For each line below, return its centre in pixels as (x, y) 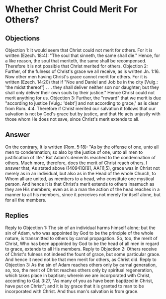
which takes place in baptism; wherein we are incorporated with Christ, (78, 275)
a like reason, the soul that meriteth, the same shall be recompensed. (76, 61)
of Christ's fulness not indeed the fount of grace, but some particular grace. (83, 254)
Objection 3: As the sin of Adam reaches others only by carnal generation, (81, 265)
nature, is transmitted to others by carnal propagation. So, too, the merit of (81, 238)
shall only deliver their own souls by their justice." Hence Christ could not (80, 93)
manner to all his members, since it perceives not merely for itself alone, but (83, 194)
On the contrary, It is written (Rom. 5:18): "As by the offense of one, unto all (82, 147)
